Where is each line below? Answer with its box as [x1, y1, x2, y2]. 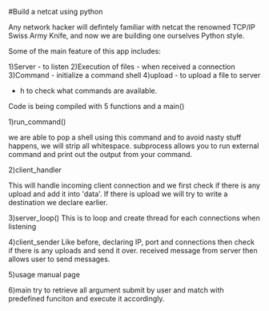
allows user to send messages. [8, 254, 110, 264]
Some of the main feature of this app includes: [8, 46, 162, 55]
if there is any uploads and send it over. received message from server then [8, 246, 258, 255]
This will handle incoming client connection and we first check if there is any [8, 180, 260, 190]
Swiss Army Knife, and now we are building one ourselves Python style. [8, 31, 245, 40]
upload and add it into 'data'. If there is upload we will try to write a [8, 189, 228, 199]
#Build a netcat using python [8, 7, 103, 16]
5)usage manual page [8, 270, 80, 279]
